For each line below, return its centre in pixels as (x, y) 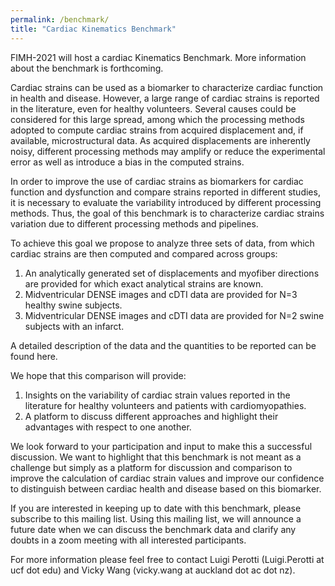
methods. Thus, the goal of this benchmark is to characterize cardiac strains (167, 213)
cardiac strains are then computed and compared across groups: (144, 253)
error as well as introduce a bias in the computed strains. (127, 162)
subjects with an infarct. (74, 326)
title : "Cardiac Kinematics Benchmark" (93, 29)
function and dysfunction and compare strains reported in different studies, (165, 192)
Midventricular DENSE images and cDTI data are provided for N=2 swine (174, 315)
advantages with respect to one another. (108, 427)
